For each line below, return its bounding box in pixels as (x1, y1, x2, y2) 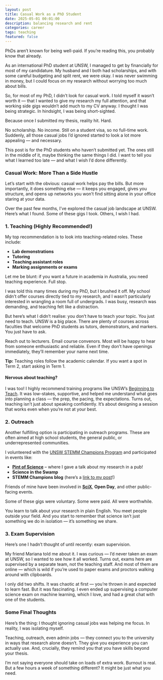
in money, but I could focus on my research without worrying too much (5, 78, 147, 83)
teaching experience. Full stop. (5, 279, 67, 285)
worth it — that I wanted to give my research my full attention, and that (5, 98, 146, 103)
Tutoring (12, 254, 30, 260)
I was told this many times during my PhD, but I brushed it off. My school (5, 288, 150, 294)
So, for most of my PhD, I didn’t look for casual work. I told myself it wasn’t (5, 92, 155, 98)
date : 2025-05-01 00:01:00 (5, 16, 60, 21)
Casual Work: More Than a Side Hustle (5, 169, 98, 176)
